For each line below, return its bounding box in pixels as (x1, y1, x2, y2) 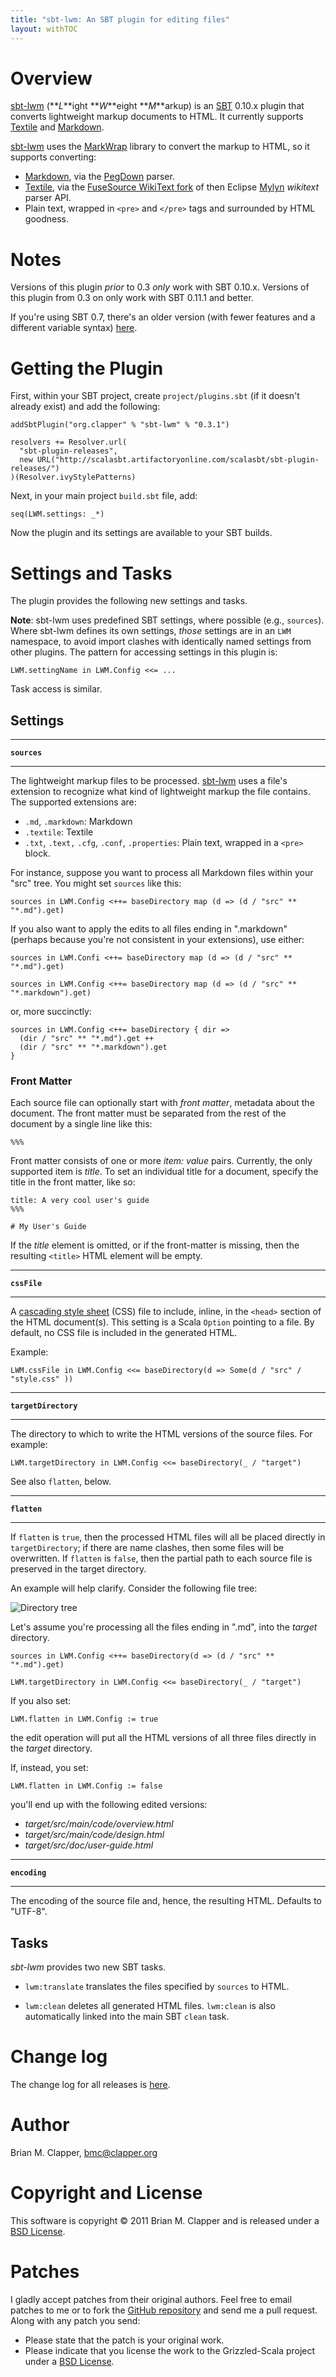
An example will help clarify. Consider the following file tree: (10, 1582, 258, 1595)
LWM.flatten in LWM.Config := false (10, 1781, 163, 1791)
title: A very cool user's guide (10, 1196, 150, 1206)
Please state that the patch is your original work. (24, 2334, 225, 2346)
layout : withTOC (10, 24, 78, 34)
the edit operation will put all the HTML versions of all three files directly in (10, 1732, 317, 1744)
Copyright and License (10, 2182, 203, 2205)
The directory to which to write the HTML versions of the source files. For (10, 1428, 313, 1440)
